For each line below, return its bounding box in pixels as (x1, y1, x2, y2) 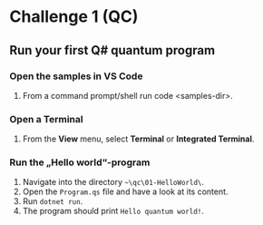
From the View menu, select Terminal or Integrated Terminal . (22, 133, 255, 144)
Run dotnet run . (22, 196, 83, 207)
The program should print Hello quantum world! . (22, 206, 204, 217)
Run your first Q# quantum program (9, 43, 216, 58)
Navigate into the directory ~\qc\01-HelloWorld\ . (22, 177, 205, 188)
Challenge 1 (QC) (9, 6, 139, 27)
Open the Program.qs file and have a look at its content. (22, 186, 229, 197)
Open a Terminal (9, 112, 83, 125)
